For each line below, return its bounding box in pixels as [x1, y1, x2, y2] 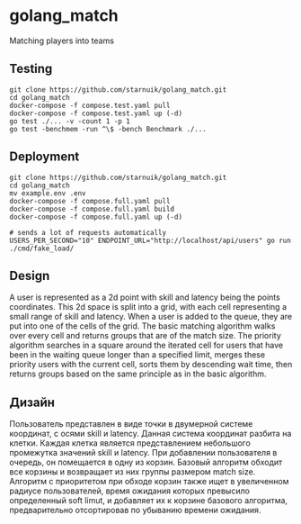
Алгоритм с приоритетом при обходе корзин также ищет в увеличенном [9, 476, 289, 487]
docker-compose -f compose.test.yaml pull [9, 101, 171, 110]
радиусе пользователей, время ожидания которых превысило [9, 485, 250, 496]
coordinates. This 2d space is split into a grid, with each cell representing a [9, 302, 288, 312]
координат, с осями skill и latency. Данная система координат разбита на [9, 429, 292, 439]
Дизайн [9, 394, 56, 410]
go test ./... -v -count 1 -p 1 [9, 116, 130, 126]
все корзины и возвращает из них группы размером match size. [9, 466, 256, 477]
